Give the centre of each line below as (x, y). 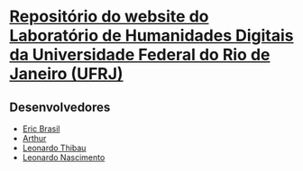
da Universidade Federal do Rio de (140, 55)
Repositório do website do (109, 17)
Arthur (34, 138)
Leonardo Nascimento (64, 157)
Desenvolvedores (60, 107)
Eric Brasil (41, 129)
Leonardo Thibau (54, 148)
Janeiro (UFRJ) (66, 74)
